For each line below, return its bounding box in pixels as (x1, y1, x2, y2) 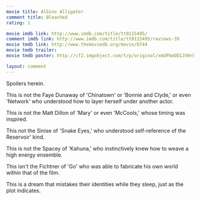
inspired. (6, 115, 28, 123)
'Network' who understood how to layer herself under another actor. (6, 98, 174, 105)
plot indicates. (6, 187, 41, 194)
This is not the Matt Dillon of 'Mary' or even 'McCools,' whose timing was (6, 109, 186, 116)
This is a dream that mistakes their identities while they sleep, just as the (6, 180, 184, 187)
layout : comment (6, 63, 46, 69)
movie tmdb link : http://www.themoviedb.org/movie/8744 (6, 42, 148, 48)
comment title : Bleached (6, 14, 68, 20)
